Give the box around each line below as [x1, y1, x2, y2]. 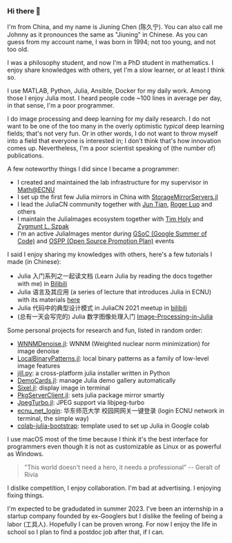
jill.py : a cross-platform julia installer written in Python [17, 369, 171, 377]
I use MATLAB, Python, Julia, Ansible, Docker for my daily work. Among [7, 86, 211, 95]
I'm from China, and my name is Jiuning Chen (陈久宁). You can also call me [7, 23, 223, 31]
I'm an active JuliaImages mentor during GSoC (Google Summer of [17, 229, 207, 238]
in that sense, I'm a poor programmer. [7, 102, 115, 110]
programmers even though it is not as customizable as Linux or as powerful [7, 442, 222, 451]
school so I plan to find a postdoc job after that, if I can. [7, 528, 164, 536]
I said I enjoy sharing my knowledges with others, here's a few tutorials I [7, 250, 213, 258]
